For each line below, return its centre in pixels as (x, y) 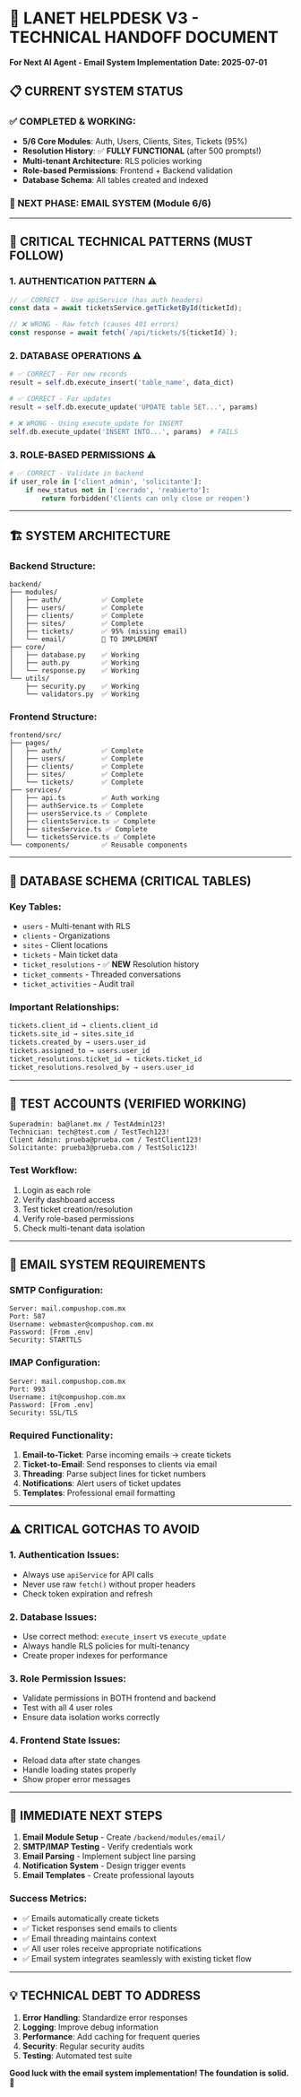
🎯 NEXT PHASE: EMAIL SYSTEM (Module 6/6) (111, 203)
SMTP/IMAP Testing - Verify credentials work (107, 1847)
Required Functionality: (61, 1435)
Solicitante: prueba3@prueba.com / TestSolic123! (104, 1148)
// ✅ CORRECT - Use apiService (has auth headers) (107, 300)
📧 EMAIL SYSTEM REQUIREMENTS (107, 1265)
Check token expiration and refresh (87, 1593)
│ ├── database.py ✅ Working (74, 655)
